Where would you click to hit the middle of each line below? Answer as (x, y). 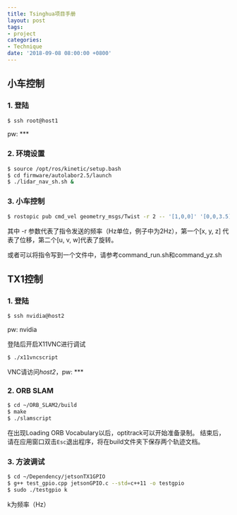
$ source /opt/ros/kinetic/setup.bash (64, 169)
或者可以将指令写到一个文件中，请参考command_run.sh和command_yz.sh (115, 254)
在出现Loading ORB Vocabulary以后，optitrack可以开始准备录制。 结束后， (116, 432)
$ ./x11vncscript (33, 357)
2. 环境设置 (26, 154)
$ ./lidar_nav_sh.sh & (41, 182)
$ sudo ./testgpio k (38, 490)
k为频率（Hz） (29, 504)
